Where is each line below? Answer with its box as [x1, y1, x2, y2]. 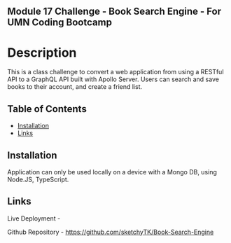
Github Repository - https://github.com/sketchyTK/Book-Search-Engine [7, 228, 214, 236]
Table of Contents [7, 103, 87, 115]
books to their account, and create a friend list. [7, 83, 143, 91]
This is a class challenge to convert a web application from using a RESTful [7, 68, 224, 76]
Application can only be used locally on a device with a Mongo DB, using [7, 167, 217, 176]
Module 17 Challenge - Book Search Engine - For [7, 6, 222, 18]
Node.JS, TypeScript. [7, 175, 69, 183]
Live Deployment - [7, 214, 61, 223]
